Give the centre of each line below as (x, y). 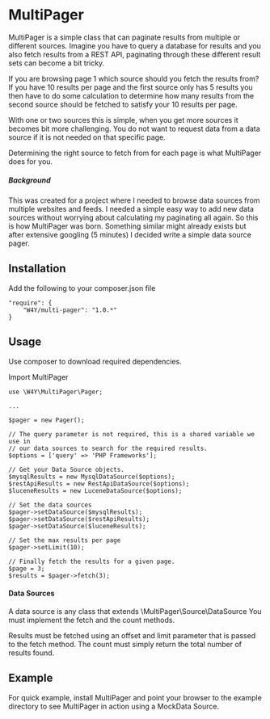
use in (19, 441)
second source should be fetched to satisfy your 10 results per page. (123, 104)
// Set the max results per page (65, 540)
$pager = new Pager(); (46, 420)
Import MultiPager (38, 376)
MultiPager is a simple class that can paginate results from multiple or (124, 37)
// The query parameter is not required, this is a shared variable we (131, 434)
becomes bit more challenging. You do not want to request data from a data (134, 128)
